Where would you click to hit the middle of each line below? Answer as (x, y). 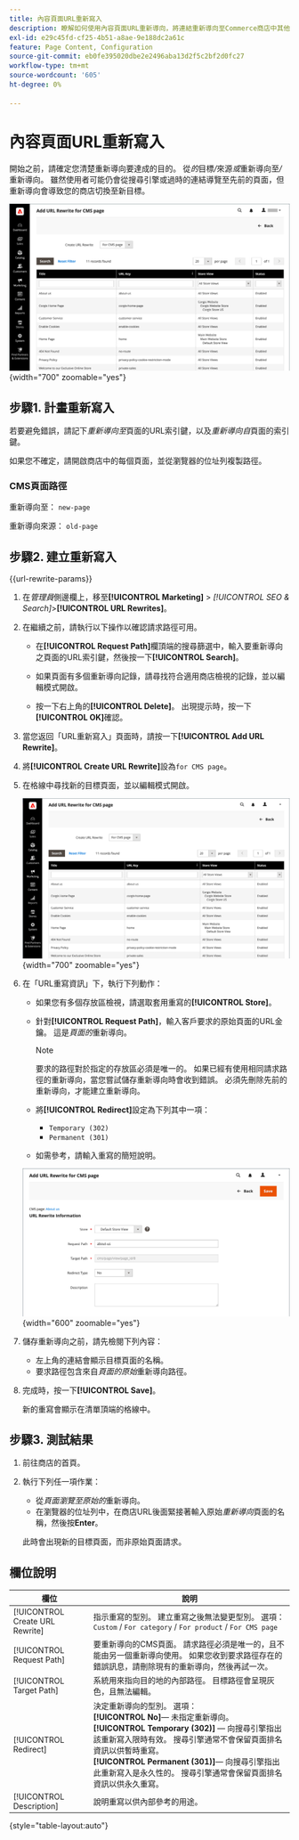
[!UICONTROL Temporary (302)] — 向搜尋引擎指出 (187, 1728)
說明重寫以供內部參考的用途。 (148, 1801)
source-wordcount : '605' (55, 76)
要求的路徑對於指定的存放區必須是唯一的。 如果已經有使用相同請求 (158, 1068)
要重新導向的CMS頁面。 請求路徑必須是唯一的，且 (185, 1644)
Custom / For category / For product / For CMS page (186, 1626)
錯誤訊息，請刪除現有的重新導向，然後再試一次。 (183, 1666)
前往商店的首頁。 (53, 1463)
